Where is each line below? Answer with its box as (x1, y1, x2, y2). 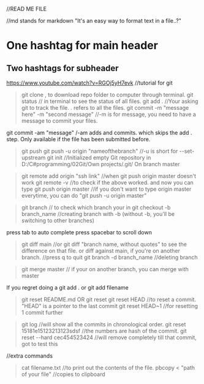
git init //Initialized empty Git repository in (47, 154, 151, 161)
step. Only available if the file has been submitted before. (6, 136, 151, 143)
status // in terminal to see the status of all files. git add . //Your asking (21, 98, 198, 105)
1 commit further (21, 309, 63, 316)
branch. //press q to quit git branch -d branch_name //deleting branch (21, 254, 198, 261)
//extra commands (6, 352, 53, 359)
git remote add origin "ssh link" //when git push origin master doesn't (21, 172, 197, 180)
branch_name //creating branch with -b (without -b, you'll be (21, 210, 175, 217)
